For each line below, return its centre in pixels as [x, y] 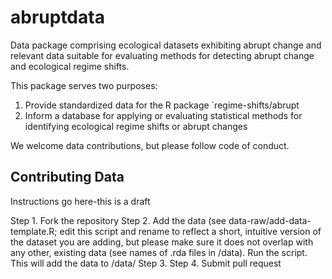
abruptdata [57, 17]
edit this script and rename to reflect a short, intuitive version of [190, 231]
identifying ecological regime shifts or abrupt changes [136, 126]
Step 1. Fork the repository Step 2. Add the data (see [118, 220]
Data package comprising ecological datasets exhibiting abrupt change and [166, 45]
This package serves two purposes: [84, 85]
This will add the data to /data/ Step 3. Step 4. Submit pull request [146, 263]
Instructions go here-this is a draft [80, 201]
